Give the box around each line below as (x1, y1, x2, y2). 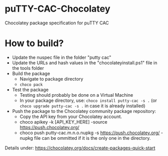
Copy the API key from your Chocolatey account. (19, 113, 122, 120)
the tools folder (12, 65, 44, 71)
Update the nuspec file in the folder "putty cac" (12, 54, 112, 60)
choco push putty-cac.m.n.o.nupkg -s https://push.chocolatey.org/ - (19, 130, 163, 136)
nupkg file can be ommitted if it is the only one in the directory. (19, 135, 151, 141)
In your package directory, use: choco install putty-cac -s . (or (19, 97, 157, 103)
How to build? (5, 37, 64, 49)
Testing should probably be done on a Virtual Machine (19, 92, 133, 98)
